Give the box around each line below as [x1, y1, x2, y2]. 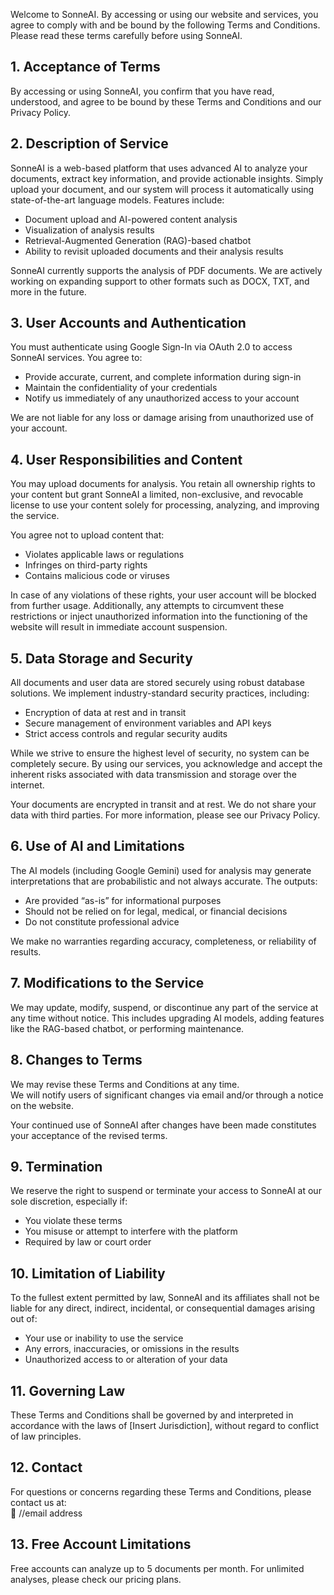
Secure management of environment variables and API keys [24, 717, 272, 729]
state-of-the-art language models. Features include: [10, 194, 225, 206]
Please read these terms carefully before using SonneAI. [10, 30, 243, 41]
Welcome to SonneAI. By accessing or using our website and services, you [10, 9, 319, 20]
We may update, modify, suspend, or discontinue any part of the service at [10, 1001, 319, 1013]
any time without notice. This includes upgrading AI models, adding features [10, 1012, 325, 1024]
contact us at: [10, 1496, 67, 1508]
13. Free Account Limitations [10, 1536, 192, 1553]
